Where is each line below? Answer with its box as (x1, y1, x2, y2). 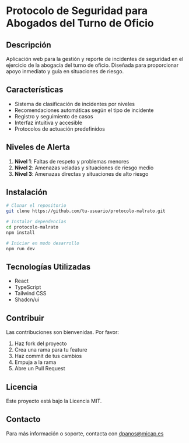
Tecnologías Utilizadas (6, 262, 91, 272)
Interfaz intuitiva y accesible (14, 119, 83, 126)
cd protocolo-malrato (6, 224, 59, 230)
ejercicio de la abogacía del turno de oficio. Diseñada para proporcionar (6, 62, 179, 69)
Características (6, 85, 64, 95)
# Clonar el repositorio (6, 203, 66, 209)
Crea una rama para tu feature (14, 346, 87, 353)
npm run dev (6, 246, 35, 251)
